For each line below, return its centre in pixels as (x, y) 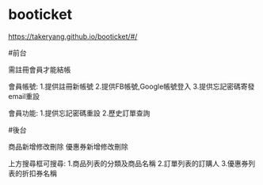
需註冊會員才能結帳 (40, 70)
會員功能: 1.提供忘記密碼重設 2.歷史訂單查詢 (79, 113)
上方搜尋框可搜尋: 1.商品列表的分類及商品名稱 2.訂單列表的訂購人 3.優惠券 (128, 163)
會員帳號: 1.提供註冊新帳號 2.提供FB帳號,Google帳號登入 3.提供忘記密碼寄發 (131, 86)
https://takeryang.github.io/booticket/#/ (73, 36)
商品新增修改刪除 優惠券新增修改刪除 (68, 146)
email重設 (24, 96)
